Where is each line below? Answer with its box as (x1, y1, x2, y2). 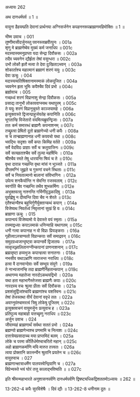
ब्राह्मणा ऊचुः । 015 (5, 211, 36, 217)
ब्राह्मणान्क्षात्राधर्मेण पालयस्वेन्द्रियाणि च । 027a (5, 361, 76, 366)
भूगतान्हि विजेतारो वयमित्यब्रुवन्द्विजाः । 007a (5, 117, 73, 123)
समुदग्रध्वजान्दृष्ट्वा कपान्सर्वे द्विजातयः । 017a (5, 239, 75, 244)
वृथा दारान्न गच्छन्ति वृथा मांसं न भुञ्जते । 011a (5, 161, 77, 167)
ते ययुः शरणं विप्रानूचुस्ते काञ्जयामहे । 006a (5, 106, 74, 111)
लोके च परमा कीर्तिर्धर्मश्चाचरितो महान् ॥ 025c (5, 338, 77, 344)
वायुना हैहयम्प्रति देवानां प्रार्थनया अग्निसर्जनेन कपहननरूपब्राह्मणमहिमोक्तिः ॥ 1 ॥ (5, 24, 125, 30)
